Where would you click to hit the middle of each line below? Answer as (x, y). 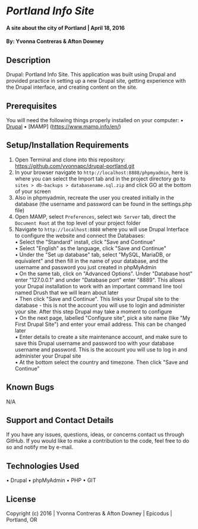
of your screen (33, 191)
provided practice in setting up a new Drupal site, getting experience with (96, 81)
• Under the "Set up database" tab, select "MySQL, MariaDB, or (93, 254)
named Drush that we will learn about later (67, 292)
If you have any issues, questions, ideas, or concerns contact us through (95, 435)
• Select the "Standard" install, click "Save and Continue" (85, 242)
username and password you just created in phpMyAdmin (85, 267)
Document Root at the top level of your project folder (78, 223)
